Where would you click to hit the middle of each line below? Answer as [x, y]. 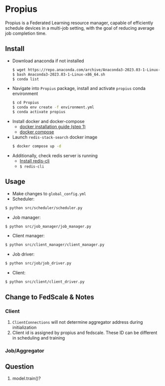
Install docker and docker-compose [48, 121]
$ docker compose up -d [37, 146]
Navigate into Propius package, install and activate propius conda [79, 88]
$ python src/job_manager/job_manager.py [48, 226]
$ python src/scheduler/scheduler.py [44, 208]
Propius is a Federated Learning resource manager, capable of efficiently [79, 23]
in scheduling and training [38, 338]
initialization [24, 327]
